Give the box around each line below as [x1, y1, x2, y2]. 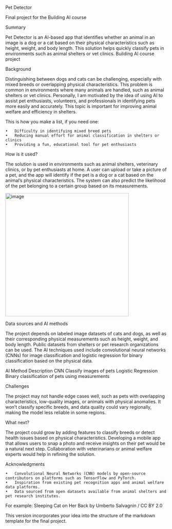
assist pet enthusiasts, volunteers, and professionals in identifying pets [5, 98, 156, 104]
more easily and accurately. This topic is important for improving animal [5, 103, 157, 109]
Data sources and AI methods [5, 320, 68, 327]
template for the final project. [5, 518, 67, 524]
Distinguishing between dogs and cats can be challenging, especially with [5, 76, 162, 82]
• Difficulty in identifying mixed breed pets [5, 128, 111, 134]
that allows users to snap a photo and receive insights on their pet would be [5, 440, 166, 446]
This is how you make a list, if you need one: [5, 119, 99, 125]
